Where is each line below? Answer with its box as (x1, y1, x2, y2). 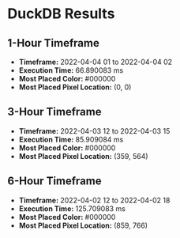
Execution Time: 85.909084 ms (18, 134, 124, 144)
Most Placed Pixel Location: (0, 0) (18, 82, 132, 92)
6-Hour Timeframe (7, 175, 102, 188)
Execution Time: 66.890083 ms (18, 66, 124, 75)
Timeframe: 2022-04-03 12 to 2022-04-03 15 (18, 126, 171, 135)
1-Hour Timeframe (7, 36, 99, 50)
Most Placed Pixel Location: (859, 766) (18, 221, 148, 230)
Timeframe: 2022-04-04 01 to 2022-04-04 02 (18, 57, 173, 66)
